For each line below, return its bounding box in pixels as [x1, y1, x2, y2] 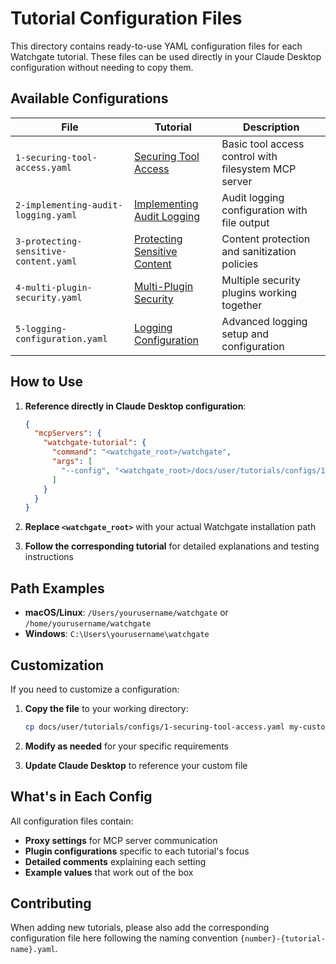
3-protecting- [15, 235, 83, 247]
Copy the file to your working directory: [24, 702, 189, 714]
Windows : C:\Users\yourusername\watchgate [24, 628, 210, 640]
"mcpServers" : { [34, 428, 102, 439]
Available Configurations [10, 90, 169, 107]
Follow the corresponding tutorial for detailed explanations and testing [24, 540, 320, 552]
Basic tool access [221, 137, 305, 151]
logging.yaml [15, 209, 78, 221]
